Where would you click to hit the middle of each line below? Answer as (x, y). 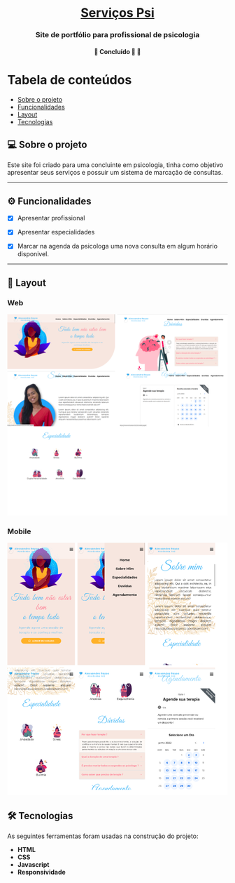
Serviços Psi (117, 13)
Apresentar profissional (51, 218)
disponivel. (33, 254)
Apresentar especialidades (56, 232)
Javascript (33, 865)
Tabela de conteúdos (70, 80)
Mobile (19, 531)
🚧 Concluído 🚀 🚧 (117, 51)
